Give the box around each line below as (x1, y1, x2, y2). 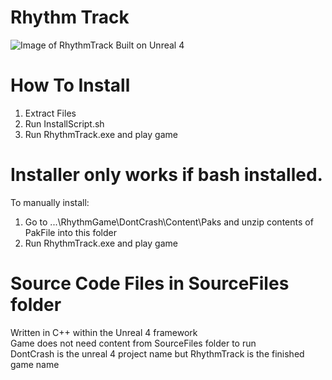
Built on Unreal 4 (115, 39, 185, 51)
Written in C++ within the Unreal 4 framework (10, 326, 198, 338)
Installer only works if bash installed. (10, 164, 323, 186)
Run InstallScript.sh (24, 117, 105, 130)
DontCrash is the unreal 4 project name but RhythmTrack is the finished (10, 347, 305, 360)
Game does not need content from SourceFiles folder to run (10, 337, 257, 349)
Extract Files (24, 107, 77, 119)
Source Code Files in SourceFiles (10, 272, 290, 295)
